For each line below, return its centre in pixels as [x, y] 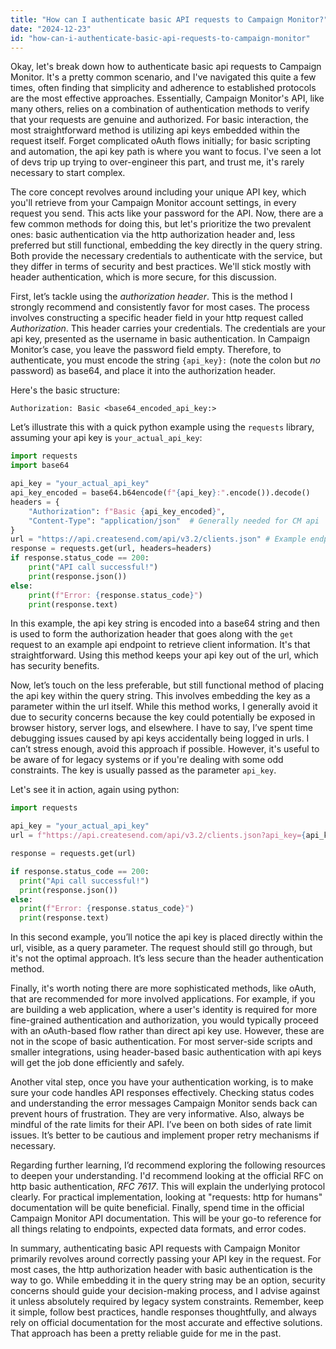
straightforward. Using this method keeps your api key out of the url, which [164, 655]
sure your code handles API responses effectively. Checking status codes [162, 1093]
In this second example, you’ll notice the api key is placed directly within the [166, 937]
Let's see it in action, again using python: [95, 790]
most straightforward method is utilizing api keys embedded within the [155, 130]
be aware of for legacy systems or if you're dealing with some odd [147, 760]
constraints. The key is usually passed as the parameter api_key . [143, 770]
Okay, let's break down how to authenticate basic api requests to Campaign [166, 67]
